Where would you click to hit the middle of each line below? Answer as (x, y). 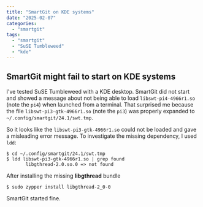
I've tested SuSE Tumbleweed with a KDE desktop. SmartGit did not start (98, 91)
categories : (21, 23)
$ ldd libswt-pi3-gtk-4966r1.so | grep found (65, 159)
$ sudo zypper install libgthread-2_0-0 (59, 187)
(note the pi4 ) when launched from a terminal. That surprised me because (100, 104)
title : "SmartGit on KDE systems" (51, 12)
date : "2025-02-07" (31, 18)
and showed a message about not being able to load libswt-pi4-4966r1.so (101, 98)
